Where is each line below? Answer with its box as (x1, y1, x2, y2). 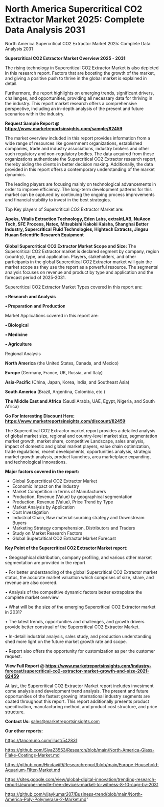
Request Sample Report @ (5, 120, 60, 126)
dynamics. (5, 171, 26, 177)
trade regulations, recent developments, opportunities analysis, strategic (5, 448, 152, 454)
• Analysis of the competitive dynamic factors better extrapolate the (5, 589, 142, 595)
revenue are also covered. (5, 580, 58, 585)
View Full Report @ (5, 663, 45, 668)
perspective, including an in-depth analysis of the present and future (5, 106, 144, 111)
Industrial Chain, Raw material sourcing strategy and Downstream (12, 514, 144, 520)
